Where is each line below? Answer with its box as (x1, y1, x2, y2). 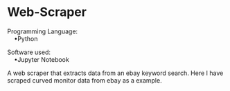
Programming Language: (7, 27, 78, 35)
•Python (13, 34, 38, 42)
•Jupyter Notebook (13, 55, 69, 63)
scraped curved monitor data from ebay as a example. (7, 76, 162, 84)
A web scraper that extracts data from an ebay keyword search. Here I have (7, 69, 224, 77)
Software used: (7, 48, 51, 56)
